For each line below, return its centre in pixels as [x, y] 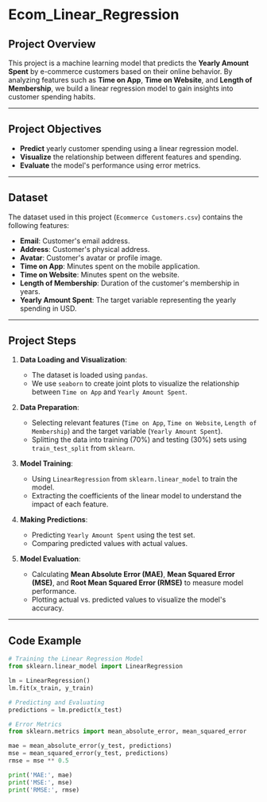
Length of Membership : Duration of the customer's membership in [130, 283]
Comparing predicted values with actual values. [110, 544]
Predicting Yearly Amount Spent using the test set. [113, 535]
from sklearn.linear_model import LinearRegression [95, 666]
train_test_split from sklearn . [83, 448]
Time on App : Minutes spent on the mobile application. [110, 266]
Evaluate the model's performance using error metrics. [110, 165]
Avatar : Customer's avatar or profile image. [91, 258]
